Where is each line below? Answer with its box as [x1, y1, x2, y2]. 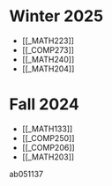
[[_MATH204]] [21, 63, 75, 74]
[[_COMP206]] [21, 142, 75, 153]
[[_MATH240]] [21, 54, 75, 64]
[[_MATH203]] [21, 152, 75, 162]
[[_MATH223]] [21, 35, 75, 46]
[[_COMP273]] [21, 44, 75, 55]
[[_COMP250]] [21, 132, 75, 143]
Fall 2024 [9, 94, 79, 115]
